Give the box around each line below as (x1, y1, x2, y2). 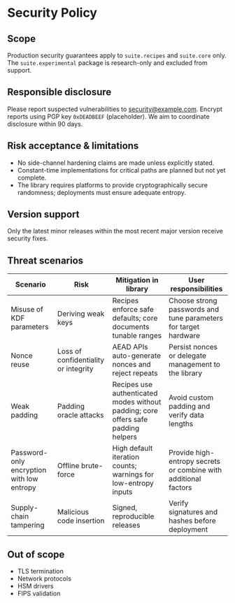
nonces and (112, 360, 152, 370)
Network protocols (17, 574, 72, 583)
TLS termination (17, 567, 64, 576)
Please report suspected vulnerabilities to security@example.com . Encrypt (7, 105, 222, 113)
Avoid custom (169, 393, 214, 402)
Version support (7, 208, 80, 221)
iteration (112, 452, 140, 462)
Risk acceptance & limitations (7, 140, 139, 152)
